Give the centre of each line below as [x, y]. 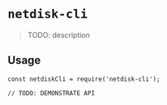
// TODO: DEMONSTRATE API [51, 93]
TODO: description [59, 35]
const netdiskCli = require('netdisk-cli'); [84, 79]
